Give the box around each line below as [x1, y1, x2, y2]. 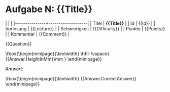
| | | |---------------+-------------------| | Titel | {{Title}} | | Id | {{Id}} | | [5, 20, 156, 26]
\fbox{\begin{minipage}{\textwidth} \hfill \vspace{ [5, 51, 110, 57]
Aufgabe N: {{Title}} [5, 4, 93, 15]
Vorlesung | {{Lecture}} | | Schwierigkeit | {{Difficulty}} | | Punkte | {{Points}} [5, 25, 165, 31]
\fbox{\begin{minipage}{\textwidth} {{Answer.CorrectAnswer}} [5, 75, 137, 81]
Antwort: [5, 66, 24, 72]
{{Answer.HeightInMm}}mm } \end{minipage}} [5, 56, 103, 62]
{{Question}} [5, 40, 32, 47]
